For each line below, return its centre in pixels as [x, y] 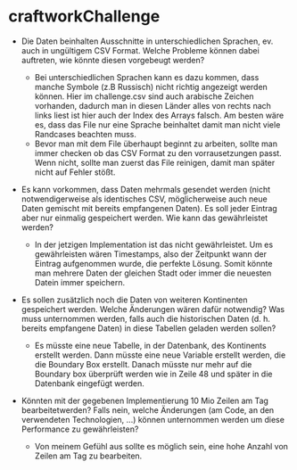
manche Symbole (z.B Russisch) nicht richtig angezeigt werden [151, 87]
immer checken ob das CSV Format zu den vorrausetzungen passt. [158, 153]
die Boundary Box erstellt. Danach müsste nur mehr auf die [143, 364]
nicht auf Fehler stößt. [75, 172]
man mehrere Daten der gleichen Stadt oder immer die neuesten [153, 273]
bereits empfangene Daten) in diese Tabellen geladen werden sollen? [148, 328]
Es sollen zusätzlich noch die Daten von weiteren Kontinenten [134, 300]
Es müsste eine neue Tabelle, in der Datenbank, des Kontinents [150, 345]
